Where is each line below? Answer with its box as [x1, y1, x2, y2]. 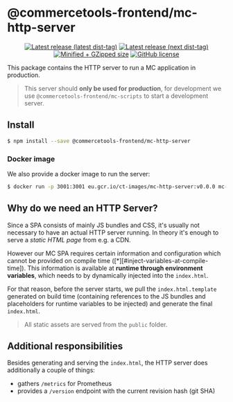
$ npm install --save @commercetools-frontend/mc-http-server [7, 137, 191, 144]
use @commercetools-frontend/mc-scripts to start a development [24, 92, 209, 100]
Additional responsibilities [7, 340, 123, 352]
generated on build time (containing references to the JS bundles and [7, 292, 206, 300]
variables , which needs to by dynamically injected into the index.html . [7, 271, 209, 279]
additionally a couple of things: [7, 366, 96, 374]
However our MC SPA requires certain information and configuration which [7, 249, 221, 258]
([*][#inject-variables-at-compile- [112, 256, 209, 265]
